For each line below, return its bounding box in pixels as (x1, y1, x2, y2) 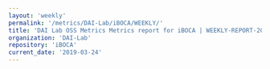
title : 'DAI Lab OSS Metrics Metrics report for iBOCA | (8, 26, 203, 34)
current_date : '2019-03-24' (8, 48, 103, 56)
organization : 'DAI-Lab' (8, 33, 92, 42)
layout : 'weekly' (8, 11, 67, 20)
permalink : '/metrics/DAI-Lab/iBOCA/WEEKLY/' (8, 19, 163, 27)
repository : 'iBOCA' (8, 41, 78, 49)
